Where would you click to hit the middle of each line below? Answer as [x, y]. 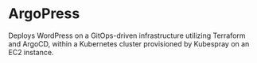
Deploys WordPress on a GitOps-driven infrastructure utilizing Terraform [127, 35]
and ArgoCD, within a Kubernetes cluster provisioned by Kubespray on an [129, 43]
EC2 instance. [31, 52]
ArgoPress [44, 14]
